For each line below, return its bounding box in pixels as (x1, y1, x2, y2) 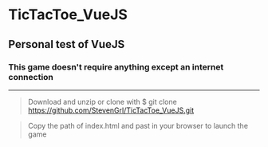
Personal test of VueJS (8, 38, 125, 51)
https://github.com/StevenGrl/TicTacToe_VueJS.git (27, 105, 195, 115)
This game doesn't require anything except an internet (8, 62, 224, 73)
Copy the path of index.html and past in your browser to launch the (27, 121, 249, 130)
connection (8, 71, 54, 82)
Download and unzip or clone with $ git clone (27, 97, 177, 106)
